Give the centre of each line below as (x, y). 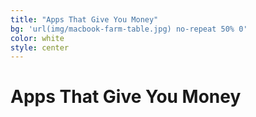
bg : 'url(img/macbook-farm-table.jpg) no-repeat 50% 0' (129, 29)
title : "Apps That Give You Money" (84, 19)
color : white (37, 38)
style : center (40, 47)
